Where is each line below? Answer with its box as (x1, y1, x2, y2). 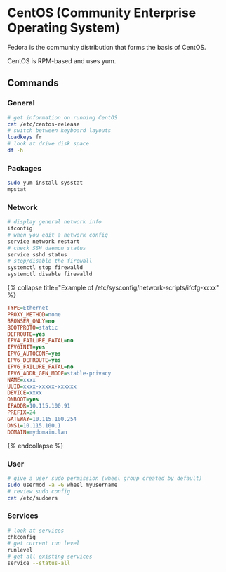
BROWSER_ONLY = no (7, 318, 55, 325)
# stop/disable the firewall (7, 258, 93, 265)
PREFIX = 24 (7, 409, 36, 416)
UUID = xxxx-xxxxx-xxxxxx (7, 383, 77, 390)
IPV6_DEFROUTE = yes (7, 357, 61, 364)
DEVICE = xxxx (7, 389, 42, 396)
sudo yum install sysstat (7, 179, 83, 187)
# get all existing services (7, 553, 93, 560)
